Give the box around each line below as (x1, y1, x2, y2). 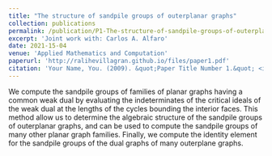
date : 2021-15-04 (8, 42, 67, 50)
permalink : (8, 27, 45, 35)
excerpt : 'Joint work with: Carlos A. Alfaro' (8, 34, 168, 43)
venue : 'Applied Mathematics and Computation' (8, 49, 168, 57)
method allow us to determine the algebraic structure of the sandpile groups (8, 112, 263, 122)
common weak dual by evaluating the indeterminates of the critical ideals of (8, 95, 261, 105)
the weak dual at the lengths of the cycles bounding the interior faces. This (8, 103, 258, 113)
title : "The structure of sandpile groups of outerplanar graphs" (8, 11, 237, 20)
